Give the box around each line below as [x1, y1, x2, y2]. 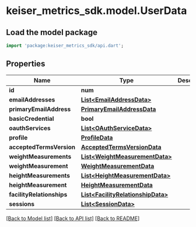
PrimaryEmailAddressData [80, 105, 156, 113]
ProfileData [80, 133, 113, 141]
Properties [6, 59, 45, 69]
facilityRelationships [9, 190, 68, 198]
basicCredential [9, 114, 54, 123]
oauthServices [9, 124, 51, 132]
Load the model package [6, 27, 98, 37]
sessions [9, 200, 35, 208]
